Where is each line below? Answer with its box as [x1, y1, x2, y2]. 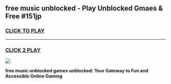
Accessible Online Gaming [5, 73, 63, 79]
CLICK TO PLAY [5, 27, 45, 35]
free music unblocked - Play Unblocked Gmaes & [5, 4, 163, 13]
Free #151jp [5, 12, 42, 21]
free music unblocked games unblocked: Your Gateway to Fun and [5, 67, 149, 73]
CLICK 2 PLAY [5, 46, 41, 53]
